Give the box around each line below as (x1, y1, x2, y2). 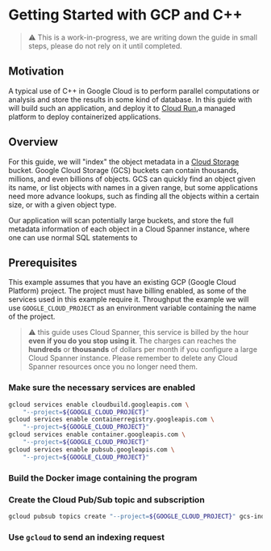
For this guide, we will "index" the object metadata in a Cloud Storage (8, 156, 240, 167)
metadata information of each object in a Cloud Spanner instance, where (8, 224, 250, 234)
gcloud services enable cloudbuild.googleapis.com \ (8, 401, 190, 409)
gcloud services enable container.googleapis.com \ (8, 430, 186, 439)
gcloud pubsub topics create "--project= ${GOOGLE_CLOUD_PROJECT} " (8, 512, 236, 520)
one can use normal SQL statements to (8, 232, 138, 242)
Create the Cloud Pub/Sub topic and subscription (8, 494, 206, 505)
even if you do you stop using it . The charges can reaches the (27, 336, 236, 345)
